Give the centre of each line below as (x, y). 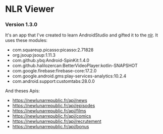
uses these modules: (27, 40)
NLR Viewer (30, 9)
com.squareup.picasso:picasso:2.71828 (53, 50)
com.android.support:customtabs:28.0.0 (54, 81)
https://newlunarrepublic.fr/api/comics (52, 116)
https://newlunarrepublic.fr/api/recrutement (57, 121)
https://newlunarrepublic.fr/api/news (50, 100)
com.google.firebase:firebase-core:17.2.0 (54, 71)
